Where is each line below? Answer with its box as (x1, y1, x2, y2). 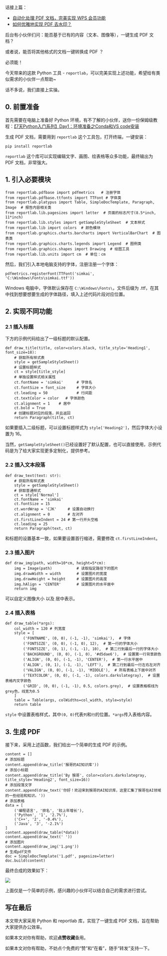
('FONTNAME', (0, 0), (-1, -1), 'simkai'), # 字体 (23, 636, 131, 641)
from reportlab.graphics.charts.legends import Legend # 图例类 (5, 241, 142, 246)
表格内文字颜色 (5, 678, 31, 683)
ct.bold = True (14, 406, 46, 411)
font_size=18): (5, 350, 37, 355)
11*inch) (5, 214, 23, 220)
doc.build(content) (5, 858, 46, 863)
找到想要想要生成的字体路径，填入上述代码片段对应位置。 (9, 291, 128, 297)
